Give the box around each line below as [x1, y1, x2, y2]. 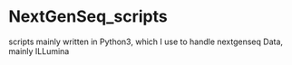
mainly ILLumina [8, 45, 70, 56]
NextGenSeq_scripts [8, 6, 169, 27]
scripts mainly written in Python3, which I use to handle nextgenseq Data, [8, 36, 283, 47]
